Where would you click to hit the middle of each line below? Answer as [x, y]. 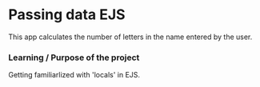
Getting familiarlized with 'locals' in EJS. [74, 75]
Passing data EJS [67, 15]
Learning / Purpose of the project [74, 57]
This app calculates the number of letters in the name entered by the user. [130, 37]
